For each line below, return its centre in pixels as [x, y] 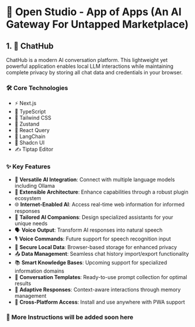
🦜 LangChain [30, 136]
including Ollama [35, 185]
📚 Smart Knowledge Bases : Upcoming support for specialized [91, 262]
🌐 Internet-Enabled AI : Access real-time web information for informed [100, 204]
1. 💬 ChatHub [30, 46]
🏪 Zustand [27, 124]
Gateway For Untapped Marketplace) [97, 24]
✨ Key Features [28, 167]
